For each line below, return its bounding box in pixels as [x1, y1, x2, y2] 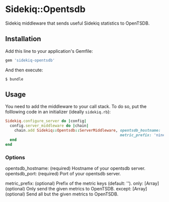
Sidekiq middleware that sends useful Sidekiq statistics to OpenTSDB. [5, 20, 150, 26]
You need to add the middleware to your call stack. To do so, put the [5, 104, 147, 110]
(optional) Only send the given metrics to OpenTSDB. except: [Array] [5, 185, 147, 191]
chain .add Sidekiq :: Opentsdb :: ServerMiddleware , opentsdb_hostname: [14, 128, 161, 133]
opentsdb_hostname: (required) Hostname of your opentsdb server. [5, 165, 146, 171]
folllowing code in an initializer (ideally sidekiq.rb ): [5, 109, 111, 115]
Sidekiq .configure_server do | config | [5, 119, 87, 124]
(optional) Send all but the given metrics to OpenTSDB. [5, 191, 119, 197]
